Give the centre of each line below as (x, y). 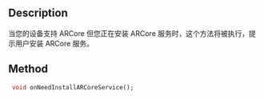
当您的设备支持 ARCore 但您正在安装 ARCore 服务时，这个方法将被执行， (129, 33)
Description (38, 13)
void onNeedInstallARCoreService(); (73, 87)
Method (28, 69)
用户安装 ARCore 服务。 (54, 43)
